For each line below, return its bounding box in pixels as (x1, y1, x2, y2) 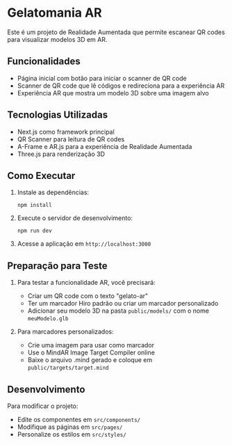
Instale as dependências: (17, 188, 89, 196)
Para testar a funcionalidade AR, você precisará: (17, 279, 156, 287)
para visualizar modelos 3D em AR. (7, 35, 108, 43)
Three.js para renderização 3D (17, 150, 106, 158)
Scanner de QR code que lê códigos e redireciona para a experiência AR (17, 81, 225, 90)
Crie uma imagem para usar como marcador (27, 341, 155, 350)
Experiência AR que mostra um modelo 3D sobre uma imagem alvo (17, 88, 210, 97)
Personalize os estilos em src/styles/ (17, 430, 126, 438)
